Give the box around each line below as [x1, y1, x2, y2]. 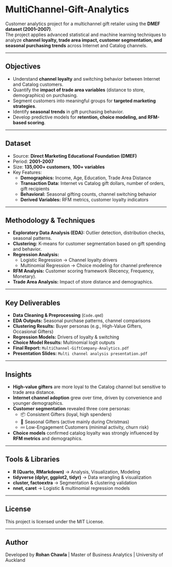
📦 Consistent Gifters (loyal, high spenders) [20, 411, 112, 417]
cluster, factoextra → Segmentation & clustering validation [12, 479, 137, 486]
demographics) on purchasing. [12, 92, 78, 98]
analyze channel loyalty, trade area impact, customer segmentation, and [5, 37, 162, 43]
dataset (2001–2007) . [5, 26, 52, 32]
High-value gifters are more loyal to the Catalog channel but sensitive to [12, 384, 166, 390]
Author [5, 538, 28, 547]
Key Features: [12, 169, 42, 175]
